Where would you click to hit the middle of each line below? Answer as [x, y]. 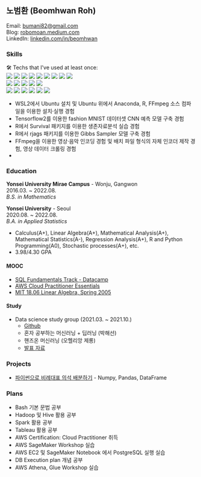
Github [32, 325]
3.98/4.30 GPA [33, 252]
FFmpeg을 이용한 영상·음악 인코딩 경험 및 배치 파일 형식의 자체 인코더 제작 [102, 141]
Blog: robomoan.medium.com [43, 32]
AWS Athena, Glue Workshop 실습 [57, 467]
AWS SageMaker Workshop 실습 [55, 445]
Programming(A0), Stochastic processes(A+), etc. [77, 246]
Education [22, 171]
